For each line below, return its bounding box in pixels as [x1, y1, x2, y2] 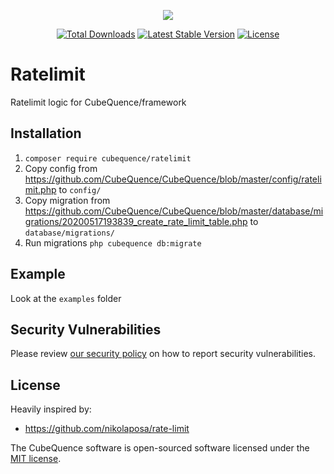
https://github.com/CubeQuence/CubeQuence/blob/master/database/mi [24, 205, 324, 217]
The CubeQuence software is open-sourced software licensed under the [10, 442, 310, 454]
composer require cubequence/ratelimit [24, 153, 192, 164]
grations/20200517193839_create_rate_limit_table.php [24, 215, 248, 227]
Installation [10, 125, 82, 142]
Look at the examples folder [10, 292, 122, 304]
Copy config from [24, 162, 98, 174]
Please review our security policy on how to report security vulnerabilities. [10, 348, 316, 360]
